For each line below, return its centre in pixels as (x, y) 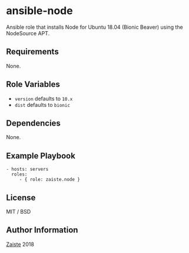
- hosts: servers (27, 169)
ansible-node (39, 11)
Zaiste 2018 (20, 244)
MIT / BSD (19, 212)
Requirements (32, 52)
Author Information (42, 230)
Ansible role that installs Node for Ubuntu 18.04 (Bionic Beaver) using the (95, 27)
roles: (19, 174)
